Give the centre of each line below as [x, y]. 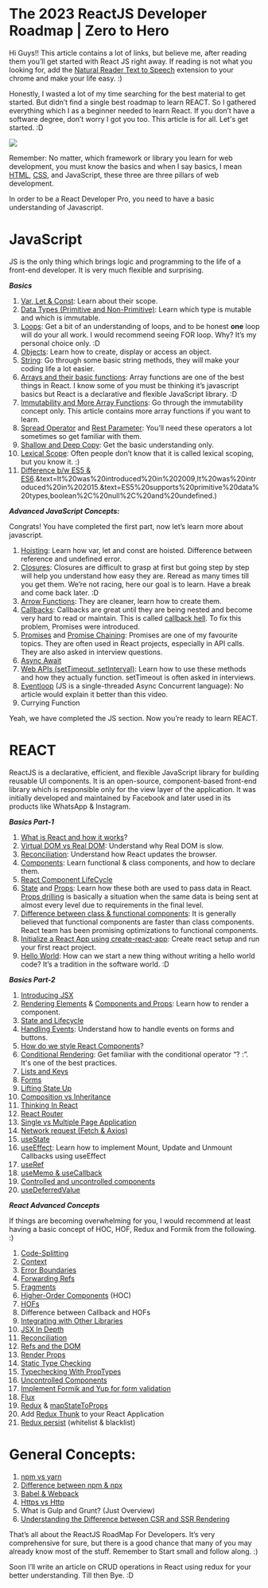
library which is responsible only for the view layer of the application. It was [133, 789]
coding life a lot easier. [58, 368]
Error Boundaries [49, 1270]
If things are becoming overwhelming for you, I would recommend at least [130, 1221]
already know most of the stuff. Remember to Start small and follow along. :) [134, 1551]
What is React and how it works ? [74, 837]
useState [35, 1139]
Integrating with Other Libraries [72, 1320]
